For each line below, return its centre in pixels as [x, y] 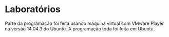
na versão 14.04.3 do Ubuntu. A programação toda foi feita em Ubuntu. [80, 28]
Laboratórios [33, 9]
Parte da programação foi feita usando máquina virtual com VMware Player [84, 23]
